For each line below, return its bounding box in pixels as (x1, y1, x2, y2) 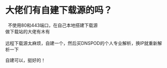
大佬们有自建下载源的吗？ (5, 5, 113, 16)
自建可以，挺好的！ (5, 57, 46, 63)
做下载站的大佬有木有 (5, 28, 50, 34)
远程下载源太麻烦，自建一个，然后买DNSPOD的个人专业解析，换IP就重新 (5, 40, 158, 46)
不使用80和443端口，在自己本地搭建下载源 (7, 22, 98, 28)
